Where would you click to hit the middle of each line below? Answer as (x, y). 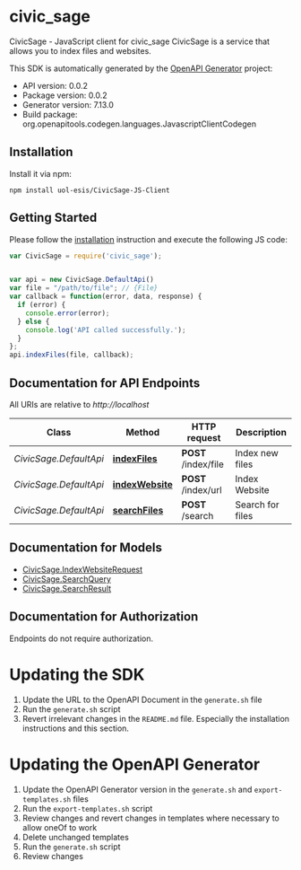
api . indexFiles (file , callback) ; (72, 355)
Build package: (50, 114)
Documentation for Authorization (104, 617)
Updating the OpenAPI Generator (135, 764)
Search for (257, 505)
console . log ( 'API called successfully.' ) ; (106, 330)
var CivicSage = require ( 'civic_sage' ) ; (86, 256)
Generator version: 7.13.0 (68, 104)
